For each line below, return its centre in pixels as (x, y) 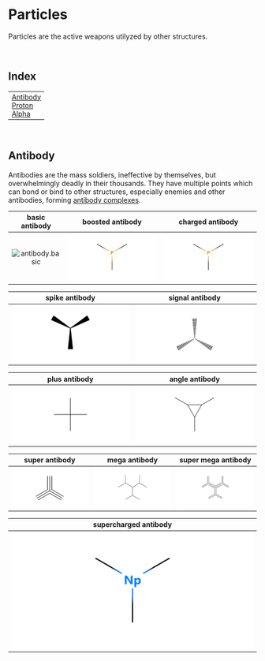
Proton (22, 105)
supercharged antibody (132, 525)
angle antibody (195, 379)
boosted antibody (112, 222)
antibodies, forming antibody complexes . (75, 200)
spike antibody (71, 298)
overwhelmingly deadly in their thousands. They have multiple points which (131, 183)
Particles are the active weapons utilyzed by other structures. (108, 36)
